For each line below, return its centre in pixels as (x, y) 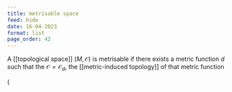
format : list (26, 33)
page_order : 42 (29, 39)
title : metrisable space (43, 13)
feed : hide (23, 20)
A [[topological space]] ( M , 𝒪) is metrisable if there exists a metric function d (116, 59)
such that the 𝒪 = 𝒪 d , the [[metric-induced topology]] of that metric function (116, 68)
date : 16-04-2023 (32, 26)
